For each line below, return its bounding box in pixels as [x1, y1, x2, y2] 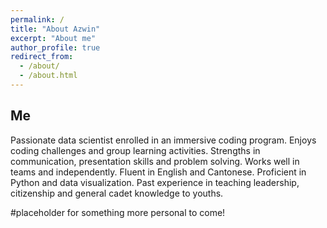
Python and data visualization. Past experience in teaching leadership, [10, 176, 300, 188]
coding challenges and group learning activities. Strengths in [10, 144, 261, 156]
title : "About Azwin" [10, 24, 101, 34]
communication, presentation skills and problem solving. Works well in [10, 155, 300, 167]
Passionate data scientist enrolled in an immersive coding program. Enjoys [10, 134, 317, 146]
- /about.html [19, 71, 78, 81]
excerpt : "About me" [10, 33, 97, 43]
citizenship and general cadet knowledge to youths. [10, 187, 224, 199]
